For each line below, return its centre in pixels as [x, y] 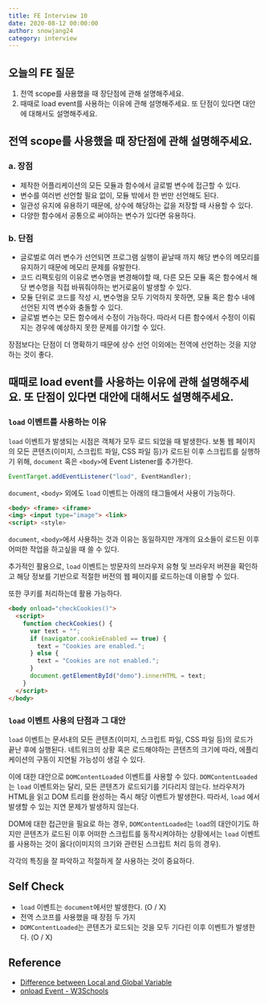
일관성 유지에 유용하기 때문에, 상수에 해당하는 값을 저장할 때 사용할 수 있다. [136, 205]
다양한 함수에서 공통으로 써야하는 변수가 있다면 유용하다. [108, 215]
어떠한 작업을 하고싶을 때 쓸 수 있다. [64, 549]
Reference [35, 963]
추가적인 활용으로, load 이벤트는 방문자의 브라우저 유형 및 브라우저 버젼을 [122, 566]
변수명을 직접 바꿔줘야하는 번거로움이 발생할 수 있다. [110, 287]
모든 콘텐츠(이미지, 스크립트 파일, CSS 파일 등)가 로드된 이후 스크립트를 [128, 451]
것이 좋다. [38, 355]
